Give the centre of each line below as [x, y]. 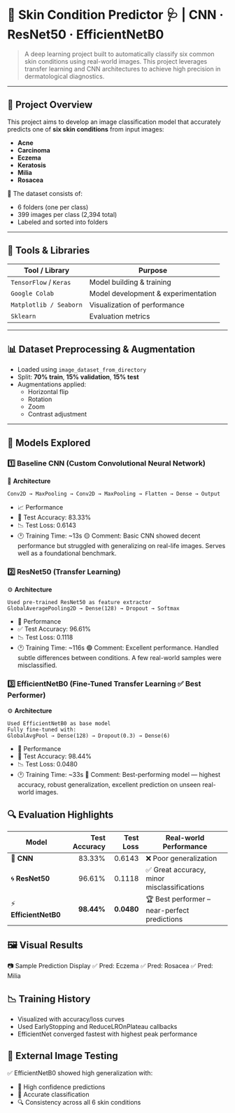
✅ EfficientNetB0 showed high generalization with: [80, 1072]
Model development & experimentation [153, 293]
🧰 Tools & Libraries [49, 251]
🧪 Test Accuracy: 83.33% [54, 517]
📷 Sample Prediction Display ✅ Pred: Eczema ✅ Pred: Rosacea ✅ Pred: [110, 966]
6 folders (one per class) [53, 207]
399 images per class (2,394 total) [67, 214]
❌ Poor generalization [181, 858]
